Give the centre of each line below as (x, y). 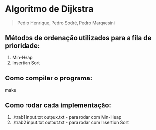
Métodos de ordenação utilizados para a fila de (78, 38)
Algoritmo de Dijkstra (49, 9)
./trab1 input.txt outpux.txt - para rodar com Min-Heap (67, 117)
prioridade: (23, 46)
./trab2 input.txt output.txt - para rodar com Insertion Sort (70, 122)
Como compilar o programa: (49, 78)
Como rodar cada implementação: (58, 105)
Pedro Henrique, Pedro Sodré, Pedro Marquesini (66, 23)
